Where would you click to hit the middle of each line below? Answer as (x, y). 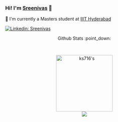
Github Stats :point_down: (84, 38)
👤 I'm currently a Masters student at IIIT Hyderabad (58, 19)
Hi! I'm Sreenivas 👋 (29, 8)
